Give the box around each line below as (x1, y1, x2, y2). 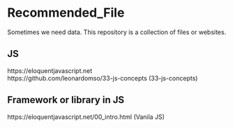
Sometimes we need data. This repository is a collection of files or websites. (7, 28, 227, 36)
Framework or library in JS (7, 94, 124, 106)
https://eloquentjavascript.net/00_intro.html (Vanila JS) (7, 113, 165, 121)
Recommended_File (7, 5, 125, 21)
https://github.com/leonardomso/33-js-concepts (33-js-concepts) (7, 74, 198, 82)
